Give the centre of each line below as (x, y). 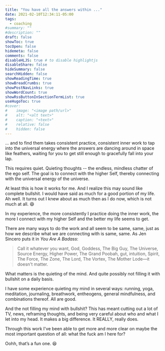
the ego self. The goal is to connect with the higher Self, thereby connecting (82, 174)
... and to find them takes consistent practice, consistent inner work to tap (80, 143)
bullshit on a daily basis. (30, 279)
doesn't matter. (33, 264)
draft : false (18, 38)
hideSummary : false (25, 70)
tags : (11, 19)
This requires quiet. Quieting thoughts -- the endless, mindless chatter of (79, 168)
